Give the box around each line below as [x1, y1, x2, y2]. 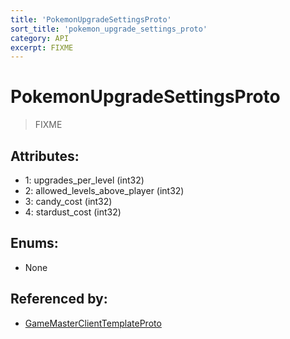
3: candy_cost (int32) [24, 196, 113, 207]
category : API [10, 33, 70, 43]
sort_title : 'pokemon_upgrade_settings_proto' [10, 24, 208, 34]
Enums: [10, 235, 59, 252]
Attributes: [10, 147, 80, 165]
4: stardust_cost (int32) [24, 206, 122, 218]
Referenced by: [10, 291, 108, 308]
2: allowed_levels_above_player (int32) [24, 185, 185, 196]
